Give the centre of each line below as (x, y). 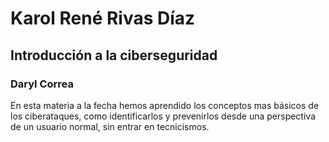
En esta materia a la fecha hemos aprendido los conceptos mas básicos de (165, 105)
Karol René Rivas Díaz (103, 18)
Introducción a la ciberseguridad (114, 55)
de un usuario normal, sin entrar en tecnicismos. (110, 126)
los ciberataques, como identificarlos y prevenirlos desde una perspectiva (163, 116)
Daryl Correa (42, 84)
